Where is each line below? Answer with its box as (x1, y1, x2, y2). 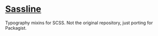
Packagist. (5, 25, 27, 31)
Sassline (5, 3, 41, 15)
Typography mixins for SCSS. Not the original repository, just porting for (5, 20, 153, 26)
